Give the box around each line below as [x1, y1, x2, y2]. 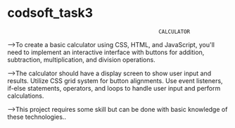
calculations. [7, 91, 44, 100]
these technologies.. [7, 113, 67, 121]
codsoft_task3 [7, 5, 94, 21]
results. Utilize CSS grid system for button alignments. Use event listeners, [7, 76, 223, 85]
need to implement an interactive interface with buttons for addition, [7, 48, 205, 56]
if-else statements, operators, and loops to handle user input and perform [7, 84, 221, 92]
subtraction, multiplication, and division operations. [7, 55, 156, 64]
